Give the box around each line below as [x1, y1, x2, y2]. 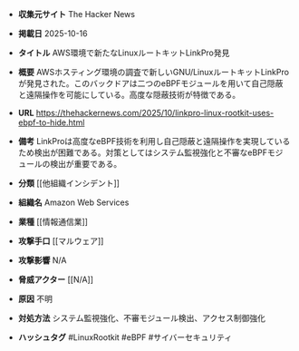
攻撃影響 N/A [17, 255, 67, 266]
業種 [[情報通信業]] [17, 217, 89, 227]
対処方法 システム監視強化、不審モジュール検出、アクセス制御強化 [17, 313, 265, 323]
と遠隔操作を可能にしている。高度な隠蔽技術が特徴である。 [17, 90, 241, 100]
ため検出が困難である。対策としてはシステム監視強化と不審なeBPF [17, 147, 268, 158]
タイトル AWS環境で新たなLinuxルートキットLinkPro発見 [17, 47, 230, 58]
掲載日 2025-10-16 [17, 28, 88, 39]
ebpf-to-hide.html [17, 117, 85, 128]
